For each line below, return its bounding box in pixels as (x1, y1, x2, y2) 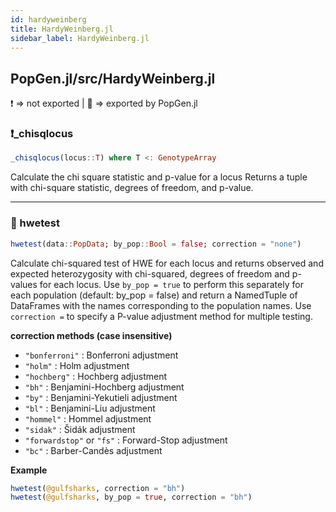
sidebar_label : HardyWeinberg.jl (10, 33, 150, 43)
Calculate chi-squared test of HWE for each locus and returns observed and (10, 257, 324, 269)
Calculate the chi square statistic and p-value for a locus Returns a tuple (10, 171, 308, 183)
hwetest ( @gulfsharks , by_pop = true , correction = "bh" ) (10, 492, 253, 503)
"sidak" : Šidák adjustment (24, 423, 136, 435)
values (10, 278, 38, 290)
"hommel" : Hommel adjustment (24, 412, 152, 425)
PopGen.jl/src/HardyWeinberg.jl (10, 70, 216, 87)
